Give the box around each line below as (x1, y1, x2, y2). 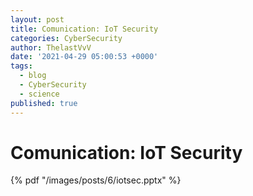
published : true (10, 98, 78, 108)
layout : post (10, 14, 65, 25)
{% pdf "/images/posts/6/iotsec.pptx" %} (10, 174, 182, 186)
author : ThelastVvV (10, 42, 92, 53)
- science (19, 89, 60, 99)
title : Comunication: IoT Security (10, 24, 159, 34)
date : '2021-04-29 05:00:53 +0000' (10, 52, 159, 62)
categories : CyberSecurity (10, 33, 123, 43)
